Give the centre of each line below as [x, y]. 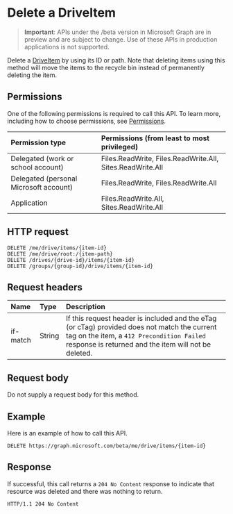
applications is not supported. [67, 47]
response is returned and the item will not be [138, 345]
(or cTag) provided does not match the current [141, 327]
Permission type [38, 142]
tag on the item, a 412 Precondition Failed [136, 336]
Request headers [45, 287]
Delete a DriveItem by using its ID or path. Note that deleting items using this [116, 60]
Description [85, 307]
